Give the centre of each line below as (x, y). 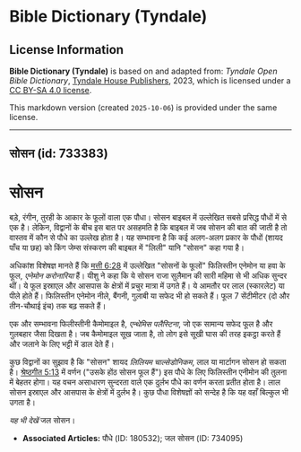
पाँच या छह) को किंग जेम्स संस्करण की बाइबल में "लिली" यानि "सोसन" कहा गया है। (127, 248)
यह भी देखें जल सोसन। (43, 421)
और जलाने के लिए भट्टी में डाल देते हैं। (62, 344)
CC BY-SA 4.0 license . (51, 90)
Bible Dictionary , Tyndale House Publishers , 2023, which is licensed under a (150, 81)
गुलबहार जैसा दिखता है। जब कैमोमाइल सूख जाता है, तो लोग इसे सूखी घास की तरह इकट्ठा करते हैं (145, 335)
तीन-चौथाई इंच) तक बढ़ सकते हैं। (58, 306)
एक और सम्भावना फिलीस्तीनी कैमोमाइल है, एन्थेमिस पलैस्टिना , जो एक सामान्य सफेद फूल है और (141, 324)
